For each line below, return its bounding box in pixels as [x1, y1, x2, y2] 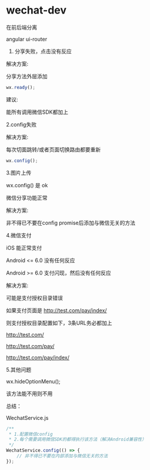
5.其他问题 [6, 366, 31, 373]
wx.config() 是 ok [6, 181, 48, 188]
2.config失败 [6, 121, 37, 128]
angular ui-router [6, 35, 48, 42]
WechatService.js [6, 414, 49, 421]
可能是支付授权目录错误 [6, 294, 63, 301]
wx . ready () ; [6, 84, 35, 90]
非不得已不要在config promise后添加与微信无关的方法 [6, 219, 135, 226]
